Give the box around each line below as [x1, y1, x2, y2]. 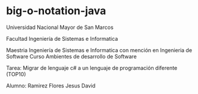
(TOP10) [6, 70, 27, 77]
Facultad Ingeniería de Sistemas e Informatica [6, 35, 119, 42]
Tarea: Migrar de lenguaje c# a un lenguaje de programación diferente [6, 64, 178, 72]
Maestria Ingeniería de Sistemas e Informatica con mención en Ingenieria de [6, 46, 193, 54]
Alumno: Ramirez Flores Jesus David [6, 82, 96, 89]
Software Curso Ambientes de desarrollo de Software [6, 53, 137, 60]
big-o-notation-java [6, 4, 107, 18]
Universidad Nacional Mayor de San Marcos [6, 24, 114, 31]
